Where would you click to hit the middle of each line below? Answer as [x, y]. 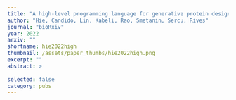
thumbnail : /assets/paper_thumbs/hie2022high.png [81, 54]
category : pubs [29, 86]
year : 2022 [23, 33]
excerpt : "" [25, 60]
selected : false [31, 79]
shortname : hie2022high [42, 46]
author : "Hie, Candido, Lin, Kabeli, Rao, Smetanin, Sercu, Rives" [108, 20]
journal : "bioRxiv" [36, 27]
